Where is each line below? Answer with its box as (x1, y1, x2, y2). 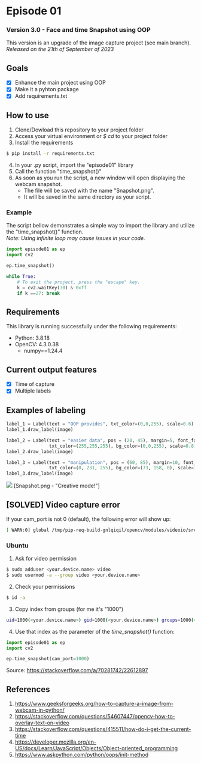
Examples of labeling (6, 405, 86, 415)
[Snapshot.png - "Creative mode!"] (13, 482, 100, 490)
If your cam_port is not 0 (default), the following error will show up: (6, 515, 171, 523)
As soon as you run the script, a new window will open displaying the (14, 174, 185, 181)
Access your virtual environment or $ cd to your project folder (14, 133, 167, 140)
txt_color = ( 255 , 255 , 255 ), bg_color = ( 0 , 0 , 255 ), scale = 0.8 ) (48, 443, 197, 449)
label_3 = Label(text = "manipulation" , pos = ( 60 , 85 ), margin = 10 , (6, 459, 181, 466)
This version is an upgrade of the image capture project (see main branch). (6, 39, 191, 46)
